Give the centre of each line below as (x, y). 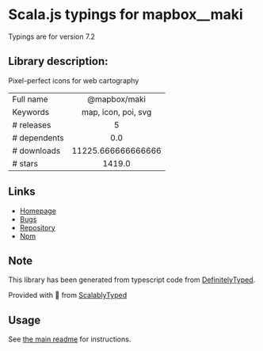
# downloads (36, 151)
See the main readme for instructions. (70, 339)
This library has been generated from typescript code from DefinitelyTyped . (132, 280)
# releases (32, 124)
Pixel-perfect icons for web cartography (74, 80)
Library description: (58, 61)
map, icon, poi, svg (117, 112)
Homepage (38, 211)
